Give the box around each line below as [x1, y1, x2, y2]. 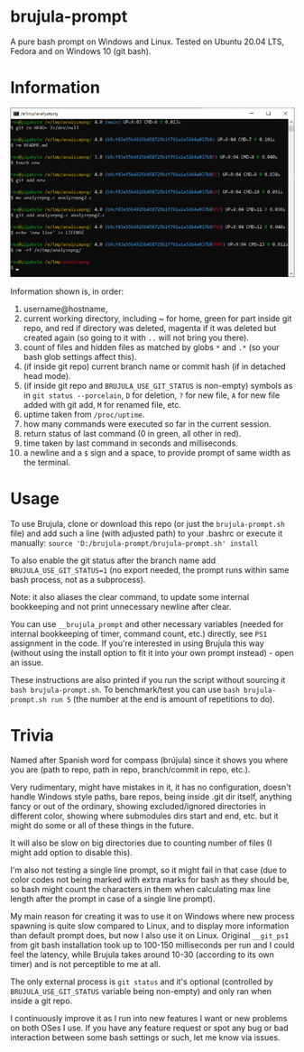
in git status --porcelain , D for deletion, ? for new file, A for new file [23, 390, 281, 401]
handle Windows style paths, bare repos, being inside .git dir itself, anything [10, 791, 292, 802]
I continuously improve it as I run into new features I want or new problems [10, 1013, 288, 1024]
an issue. [10, 657, 44, 668]
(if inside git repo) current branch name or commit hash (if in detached [23, 361, 287, 372]
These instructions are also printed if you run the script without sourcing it [10, 674, 286, 685]
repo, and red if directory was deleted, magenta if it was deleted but [23, 322, 277, 333]
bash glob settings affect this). [23, 351, 137, 362]
